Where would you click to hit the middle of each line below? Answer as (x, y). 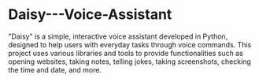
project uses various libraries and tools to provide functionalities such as (126, 53)
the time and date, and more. (55, 69)
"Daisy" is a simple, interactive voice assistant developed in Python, (118, 36)
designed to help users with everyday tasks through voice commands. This (130, 44)
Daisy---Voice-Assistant (90, 15)
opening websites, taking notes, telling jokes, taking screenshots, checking (130, 61)
